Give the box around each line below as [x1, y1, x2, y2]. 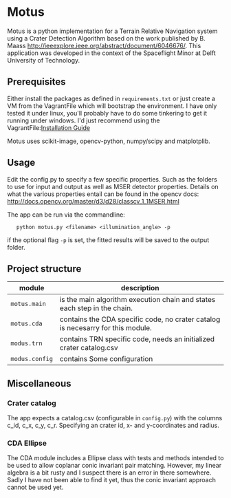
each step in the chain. [59, 303, 133, 313]
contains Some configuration [59, 354, 153, 364]
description [120, 283, 159, 293]
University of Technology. [7, 56, 80, 64]
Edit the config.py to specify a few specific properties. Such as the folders [7, 175, 218, 183]
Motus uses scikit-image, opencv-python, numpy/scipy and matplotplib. [7, 137, 211, 145]
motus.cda [10, 320, 43, 327]
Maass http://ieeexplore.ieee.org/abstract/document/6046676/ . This [7, 41, 201, 50]
